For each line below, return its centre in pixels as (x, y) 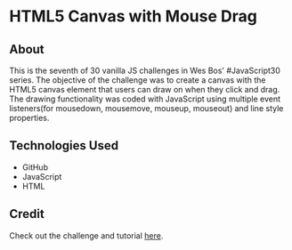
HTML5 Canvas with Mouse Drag (134, 16)
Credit (27, 214)
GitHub (35, 167)
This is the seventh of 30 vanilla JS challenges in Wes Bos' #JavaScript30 (145, 70)
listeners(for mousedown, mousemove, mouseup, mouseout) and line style (146, 108)
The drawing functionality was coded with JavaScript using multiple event (145, 99)
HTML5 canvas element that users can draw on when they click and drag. (145, 89)
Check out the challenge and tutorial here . (86, 235)
